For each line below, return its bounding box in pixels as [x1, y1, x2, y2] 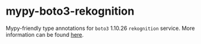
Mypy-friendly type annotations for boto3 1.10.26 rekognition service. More [5, 24, 195, 32]
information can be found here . [5, 31, 84, 38]
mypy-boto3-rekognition [5, 4, 135, 18]
